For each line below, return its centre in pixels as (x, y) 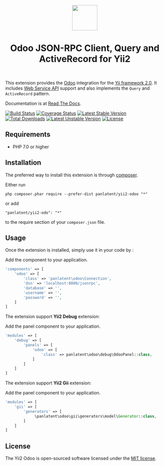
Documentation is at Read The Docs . (43, 103)
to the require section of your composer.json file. (55, 222)
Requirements (28, 134)
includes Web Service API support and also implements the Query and (77, 88)
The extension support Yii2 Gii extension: (48, 383)
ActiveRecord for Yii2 (85, 59)
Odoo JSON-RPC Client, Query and (85, 48)
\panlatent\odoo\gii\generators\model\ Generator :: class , (96, 416)
